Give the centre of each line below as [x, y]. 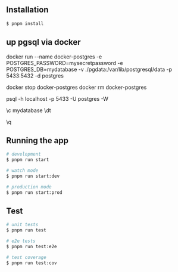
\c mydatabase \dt [29, 110]
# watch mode [22, 171]
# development [24, 154]
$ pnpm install [25, 23]
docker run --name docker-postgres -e [54, 57]
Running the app [37, 140]
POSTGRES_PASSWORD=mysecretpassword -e [65, 63]
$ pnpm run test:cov [32, 263]
